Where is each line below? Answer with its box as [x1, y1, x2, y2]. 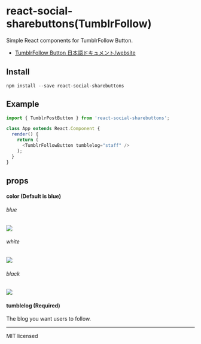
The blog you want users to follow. [6, 315, 92, 322]
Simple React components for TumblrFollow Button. [6, 37, 133, 44]
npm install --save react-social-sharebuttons [6, 83, 124, 89]
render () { [11, 131, 39, 137]
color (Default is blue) [6, 192, 62, 200]
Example [6, 99, 39, 109]
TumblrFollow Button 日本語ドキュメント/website [14, 49, 136, 56]
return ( [17, 137, 39, 143]
